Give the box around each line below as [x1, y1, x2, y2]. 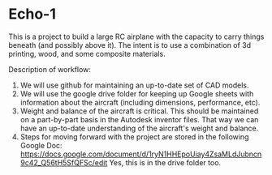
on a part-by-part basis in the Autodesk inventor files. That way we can [19, 114, 259, 124]
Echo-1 [8, 5, 57, 23]
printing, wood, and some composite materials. [8, 49, 166, 58]
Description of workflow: [8, 64, 92, 74]
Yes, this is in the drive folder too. [109, 157, 222, 167]
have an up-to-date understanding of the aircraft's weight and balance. [19, 123, 259, 133]
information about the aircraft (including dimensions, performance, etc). [19, 97, 261, 107]
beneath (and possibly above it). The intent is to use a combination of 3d [8, 40, 252, 49]
